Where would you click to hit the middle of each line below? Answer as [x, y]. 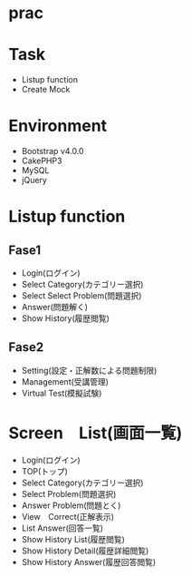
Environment [58, 126]
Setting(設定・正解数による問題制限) [89, 370]
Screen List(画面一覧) [95, 433]
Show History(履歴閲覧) [66, 318]
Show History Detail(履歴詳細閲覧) [85, 551]
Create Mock [46, 90]
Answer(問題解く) [54, 308]
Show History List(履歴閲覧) [73, 539]
